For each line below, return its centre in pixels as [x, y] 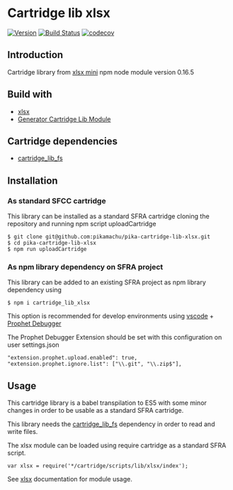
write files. [23, 432]
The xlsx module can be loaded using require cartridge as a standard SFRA [117, 445]
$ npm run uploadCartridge [47, 250]
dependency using [35, 290]
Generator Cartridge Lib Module [64, 119]
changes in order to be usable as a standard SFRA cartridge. [96, 411]
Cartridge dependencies [63, 141]
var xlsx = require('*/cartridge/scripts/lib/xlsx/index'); [98, 466]
